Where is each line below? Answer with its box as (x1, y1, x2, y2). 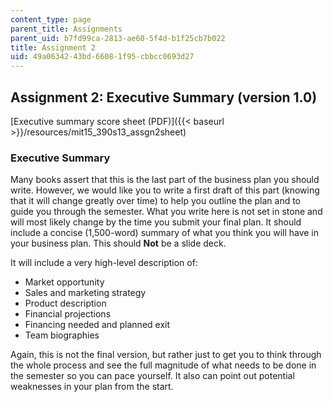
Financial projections (24, 308, 112, 320)
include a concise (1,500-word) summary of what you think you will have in (10, 227, 320, 239)
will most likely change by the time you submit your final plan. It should (10, 216, 302, 228)
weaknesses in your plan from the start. (10, 381, 174, 393)
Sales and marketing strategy (24, 287, 147, 299)
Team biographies (24, 329, 100, 341)
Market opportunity (24, 276, 105, 288)
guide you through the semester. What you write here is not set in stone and (10, 206, 323, 218)
